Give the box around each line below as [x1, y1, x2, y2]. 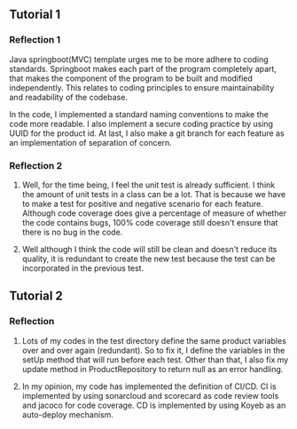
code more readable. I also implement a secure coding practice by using [9, 118, 273, 129]
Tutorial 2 [9, 289, 64, 304]
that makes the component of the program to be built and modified [9, 73, 253, 83]
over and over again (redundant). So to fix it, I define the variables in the [21, 345, 285, 355]
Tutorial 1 [9, 7, 61, 22]
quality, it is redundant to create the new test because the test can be [21, 253, 277, 264]
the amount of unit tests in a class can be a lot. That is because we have [21, 188, 286, 199]
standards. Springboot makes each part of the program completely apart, [9, 63, 277, 74]
